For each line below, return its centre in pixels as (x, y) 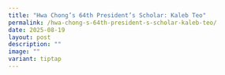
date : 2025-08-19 (37, 30)
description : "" (35, 45)
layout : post (30, 37)
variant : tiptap (35, 59)
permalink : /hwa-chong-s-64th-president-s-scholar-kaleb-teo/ (112, 23)
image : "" (24, 52)
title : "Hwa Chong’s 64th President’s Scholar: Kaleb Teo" (107, 15)
